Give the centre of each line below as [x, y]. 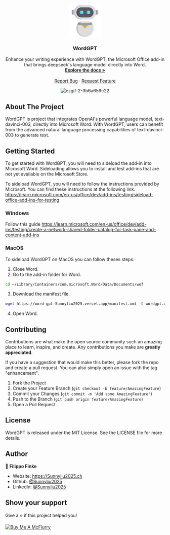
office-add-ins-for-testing [32, 200]
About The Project [35, 107]
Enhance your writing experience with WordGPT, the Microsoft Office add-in [85, 59]
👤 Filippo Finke [21, 466]
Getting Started [30, 151]
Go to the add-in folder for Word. [47, 274]
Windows [17, 213]
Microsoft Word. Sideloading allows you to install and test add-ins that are [82, 168]
